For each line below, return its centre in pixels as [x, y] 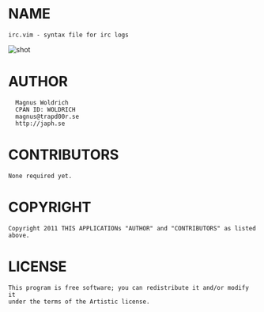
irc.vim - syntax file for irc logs [68, 35]
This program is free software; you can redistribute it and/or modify [128, 287]
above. [19, 235]
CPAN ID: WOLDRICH [46, 109]
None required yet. [40, 176]
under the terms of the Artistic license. [79, 302]
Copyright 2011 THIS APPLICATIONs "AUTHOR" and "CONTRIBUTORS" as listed [132, 228]
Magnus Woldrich [42, 103]
